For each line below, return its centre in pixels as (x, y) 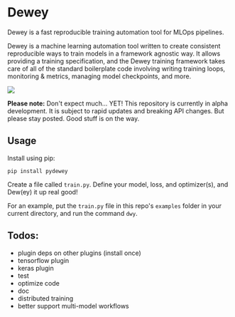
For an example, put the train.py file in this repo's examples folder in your (115, 206)
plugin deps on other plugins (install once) (80, 253)
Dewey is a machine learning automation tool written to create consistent (114, 46)
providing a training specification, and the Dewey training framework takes (116, 61)
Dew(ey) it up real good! (43, 192)
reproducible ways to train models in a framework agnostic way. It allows (114, 53)
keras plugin (36, 268)
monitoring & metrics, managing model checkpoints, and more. (99, 76)
